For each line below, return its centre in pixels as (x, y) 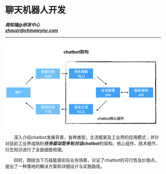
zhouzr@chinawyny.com (32, 30)
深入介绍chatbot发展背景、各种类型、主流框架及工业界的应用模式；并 (84, 137)
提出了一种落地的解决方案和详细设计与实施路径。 (55, 167)
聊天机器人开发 (36, 10)
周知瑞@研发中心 (23, 25)
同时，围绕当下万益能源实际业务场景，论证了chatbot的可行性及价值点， (86, 160)
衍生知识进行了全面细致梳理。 (35, 150)
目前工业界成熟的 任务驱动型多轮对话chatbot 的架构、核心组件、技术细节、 (85, 143)
